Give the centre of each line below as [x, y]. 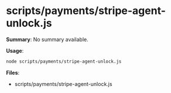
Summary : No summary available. [47, 39]
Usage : [15, 50]
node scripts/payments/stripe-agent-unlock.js [64, 61]
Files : [13, 73]
